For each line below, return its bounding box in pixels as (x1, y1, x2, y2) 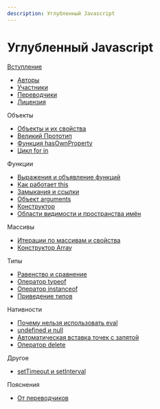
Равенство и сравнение (16, 269, 87, 278)
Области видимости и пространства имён (16, 209, 141, 217)
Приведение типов (16, 291, 73, 300)
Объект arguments (16, 195, 71, 203)
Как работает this (16, 180, 69, 188)
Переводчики (16, 90, 58, 98)
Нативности (7, 305, 43, 313)
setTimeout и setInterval (16, 367, 87, 375)
